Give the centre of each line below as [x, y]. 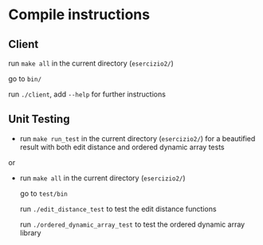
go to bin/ [25, 79]
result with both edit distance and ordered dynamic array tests [122, 147]
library [30, 232]
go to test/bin [43, 193]
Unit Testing [39, 119]
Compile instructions [79, 15]
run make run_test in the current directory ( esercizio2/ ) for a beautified [137, 138]
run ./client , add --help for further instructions [87, 94]
